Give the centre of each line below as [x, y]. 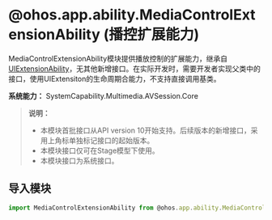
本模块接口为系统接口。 [79, 160]
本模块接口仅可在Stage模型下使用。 [100, 150]
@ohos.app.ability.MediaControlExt [132, 15]
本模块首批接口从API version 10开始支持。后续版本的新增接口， [145, 130]
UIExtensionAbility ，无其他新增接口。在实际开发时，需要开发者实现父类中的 [134, 68]
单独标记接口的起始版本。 [111, 140]
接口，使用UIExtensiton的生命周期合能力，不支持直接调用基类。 [115, 78]
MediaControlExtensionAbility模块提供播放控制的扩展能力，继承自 [118, 58]
